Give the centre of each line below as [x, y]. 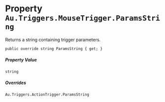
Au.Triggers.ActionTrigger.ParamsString [47, 95]
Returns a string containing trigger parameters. [53, 40]
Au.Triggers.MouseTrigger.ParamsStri [83, 18]
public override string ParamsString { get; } [54, 49]
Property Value [21, 59]
